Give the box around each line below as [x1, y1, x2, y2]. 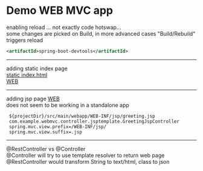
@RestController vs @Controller [6, 145, 86, 152]
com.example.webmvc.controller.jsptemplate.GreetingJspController [8, 118, 180, 124]
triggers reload [6, 36, 43, 44]
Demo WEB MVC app [6, 4, 114, 18]
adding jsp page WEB [6, 95, 60, 102]
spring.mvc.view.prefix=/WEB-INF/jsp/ [8, 123, 107, 130]
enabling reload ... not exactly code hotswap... [6, 24, 121, 31]
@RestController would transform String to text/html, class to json [6, 158, 170, 165]
